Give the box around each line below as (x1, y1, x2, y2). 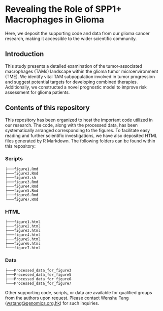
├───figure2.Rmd (5, 171, 38, 176)
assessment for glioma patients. (5, 89, 70, 95)
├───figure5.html (5, 237, 41, 242)
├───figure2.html (5, 224, 41, 229)
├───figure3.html (5, 228, 41, 233)
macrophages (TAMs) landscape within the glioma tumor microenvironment (5, 68, 159, 74)
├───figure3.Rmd (5, 179, 38, 184)
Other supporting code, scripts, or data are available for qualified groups (5, 290, 152, 296)
